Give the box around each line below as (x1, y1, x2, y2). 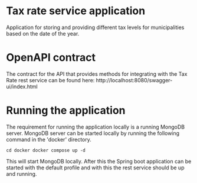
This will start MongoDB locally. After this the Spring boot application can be (6, 158, 192, 165)
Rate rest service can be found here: (6, 76, 95, 84)
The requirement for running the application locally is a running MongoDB (6, 123, 185, 130)
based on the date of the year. (6, 30, 80, 37)
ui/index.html (6, 83, 38, 90)
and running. (6, 170, 37, 177)
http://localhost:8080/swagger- (96, 76, 173, 84)
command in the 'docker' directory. (6, 136, 91, 143)
